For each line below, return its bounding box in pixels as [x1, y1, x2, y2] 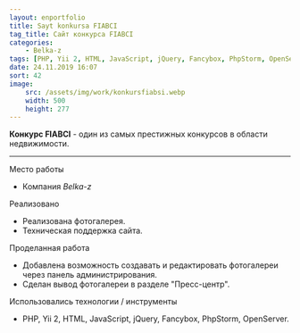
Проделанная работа [9, 243, 90, 254]
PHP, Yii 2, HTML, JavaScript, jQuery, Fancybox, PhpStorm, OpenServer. [21, 313, 290, 324]
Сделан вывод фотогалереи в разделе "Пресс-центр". [21, 279, 230, 290]
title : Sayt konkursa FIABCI [9, 21, 118, 30]
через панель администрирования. [21, 270, 158, 280]
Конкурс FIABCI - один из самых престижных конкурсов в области [9, 129, 268, 139]
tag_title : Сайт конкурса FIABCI [9, 29, 134, 38]
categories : [9, 37, 54, 47]
